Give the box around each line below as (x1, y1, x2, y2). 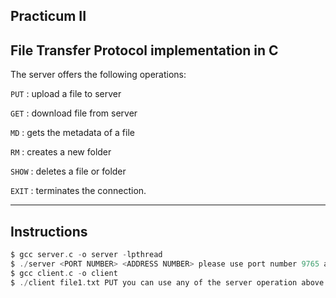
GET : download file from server (10, 107, 138, 119)
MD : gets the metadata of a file (10, 127, 135, 139)
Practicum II (10, 8, 87, 25)
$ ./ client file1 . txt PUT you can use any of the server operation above (10, 277, 325, 288)
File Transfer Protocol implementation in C (10, 42, 279, 59)
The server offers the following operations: (10, 69, 187, 81)
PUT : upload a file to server (10, 88, 122, 100)
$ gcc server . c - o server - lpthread (10, 250, 163, 260)
